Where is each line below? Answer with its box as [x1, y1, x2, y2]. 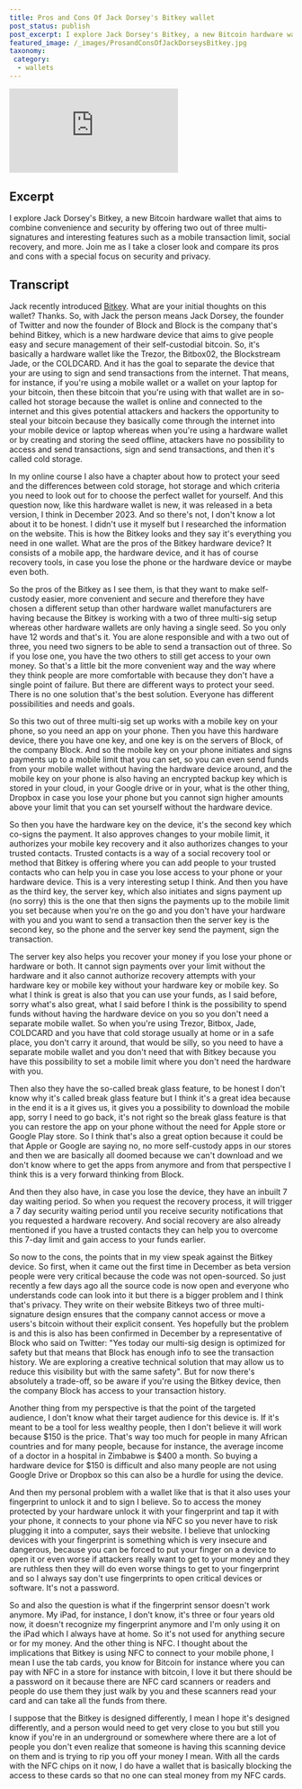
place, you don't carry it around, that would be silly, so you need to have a [9, 1037, 284, 1048]
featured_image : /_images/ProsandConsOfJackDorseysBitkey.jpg [9, 38, 247, 48]
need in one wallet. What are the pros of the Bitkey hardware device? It [9, 538, 272, 549]
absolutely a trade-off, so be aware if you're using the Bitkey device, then [9, 1376, 281, 1386]
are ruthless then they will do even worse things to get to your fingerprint [9, 1563, 280, 1574]
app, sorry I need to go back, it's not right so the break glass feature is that [9, 1111, 287, 1123]
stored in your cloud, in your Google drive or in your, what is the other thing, [9, 783, 290, 793]
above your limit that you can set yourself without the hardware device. [9, 802, 272, 813]
